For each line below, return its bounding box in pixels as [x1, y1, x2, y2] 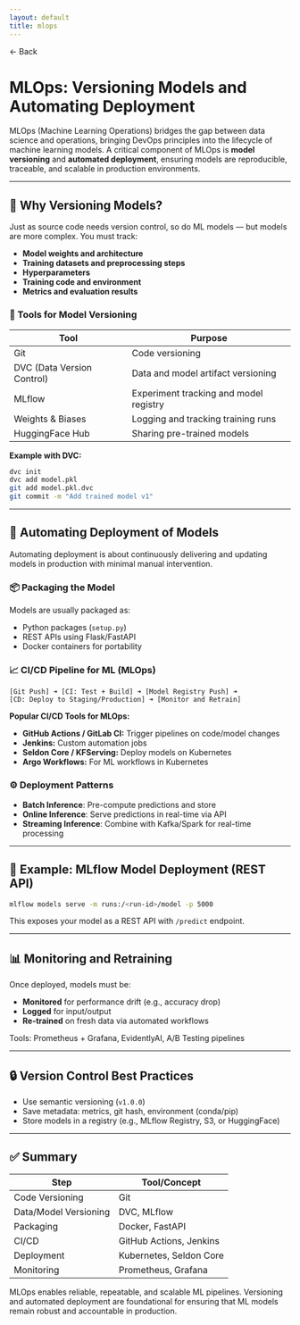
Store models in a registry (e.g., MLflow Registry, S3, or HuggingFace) [21, 1115, 280, 1126]
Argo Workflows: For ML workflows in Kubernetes [21, 756, 209, 768]
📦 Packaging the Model [9, 581, 116, 594]
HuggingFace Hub [13, 427, 91, 439]
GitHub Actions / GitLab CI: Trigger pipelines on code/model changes [21, 729, 280, 739]
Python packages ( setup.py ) [21, 622, 127, 633]
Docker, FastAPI [119, 1220, 186, 1232]
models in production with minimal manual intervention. [9, 558, 212, 569]
